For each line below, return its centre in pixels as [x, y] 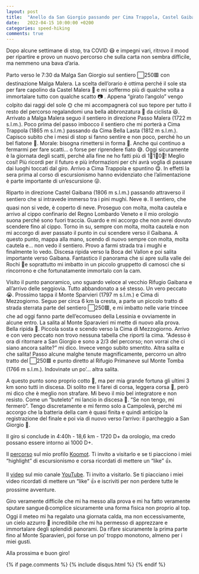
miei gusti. [19, 542]
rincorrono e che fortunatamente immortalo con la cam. [74, 271]
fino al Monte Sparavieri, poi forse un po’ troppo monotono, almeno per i [94, 535]
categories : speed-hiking [38, 28]
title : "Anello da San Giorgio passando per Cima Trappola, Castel [92, 17]
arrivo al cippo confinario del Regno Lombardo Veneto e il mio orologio [92, 214]
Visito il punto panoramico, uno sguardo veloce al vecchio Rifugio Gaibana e [99, 282]
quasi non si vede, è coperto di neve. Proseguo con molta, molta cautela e [97, 208]
